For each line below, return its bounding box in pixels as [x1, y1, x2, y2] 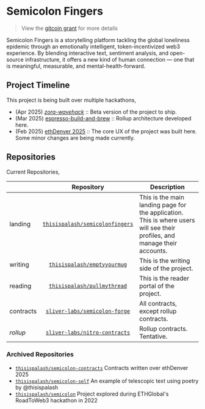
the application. [139, 208, 184, 216]
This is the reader [139, 274, 190, 282]
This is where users [139, 216, 195, 224]
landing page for [139, 201, 187, 209]
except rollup [139, 307, 177, 315]
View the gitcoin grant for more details [21, 24, 118, 32]
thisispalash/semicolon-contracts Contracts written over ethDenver [15, 364, 189, 371]
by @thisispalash [15, 383, 59, 391]
